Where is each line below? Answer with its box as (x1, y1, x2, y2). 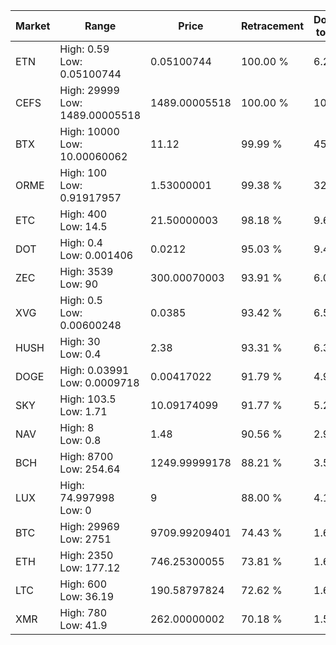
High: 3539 (59, 265, 114, 278)
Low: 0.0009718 (59, 376, 140, 389)
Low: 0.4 (59, 347, 102, 361)
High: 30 (59, 335, 101, 348)
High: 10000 (59, 125, 120, 138)
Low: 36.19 (59, 590, 115, 603)
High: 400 (59, 207, 108, 221)
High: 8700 (59, 450, 114, 463)
